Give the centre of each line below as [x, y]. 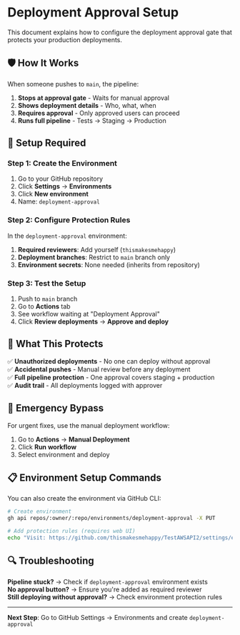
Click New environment [53, 194]
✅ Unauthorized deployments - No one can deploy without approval [109, 361]
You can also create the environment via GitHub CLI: [84, 499]
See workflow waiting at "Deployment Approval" [89, 314]
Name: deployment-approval [59, 201]
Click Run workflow [47, 446]
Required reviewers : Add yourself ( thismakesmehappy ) [97, 249]
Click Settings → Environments [65, 186]
